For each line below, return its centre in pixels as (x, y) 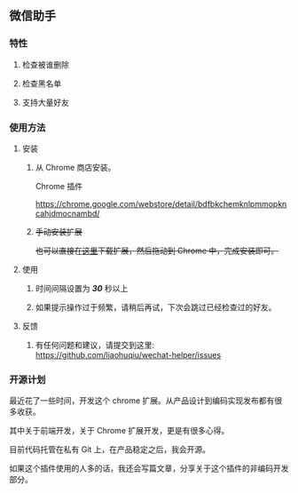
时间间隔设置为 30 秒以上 (82, 288)
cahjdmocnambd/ (67, 213)
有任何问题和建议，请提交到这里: (95, 345)
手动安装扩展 (59, 231)
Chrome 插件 (59, 186)
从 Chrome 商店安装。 (75, 167)
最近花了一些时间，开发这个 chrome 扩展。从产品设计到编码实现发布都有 (142, 401)
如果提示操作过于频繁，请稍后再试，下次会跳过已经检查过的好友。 (156, 307)
